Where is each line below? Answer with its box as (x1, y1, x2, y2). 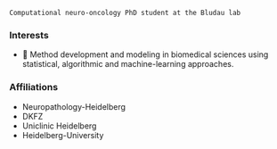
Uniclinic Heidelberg (21, 120, 97, 131)
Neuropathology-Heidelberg (21, 101, 126, 112)
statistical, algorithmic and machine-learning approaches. (21, 59, 234, 70)
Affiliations (9, 81, 59, 94)
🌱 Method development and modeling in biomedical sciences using (21, 49, 269, 60)
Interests (9, 29, 49, 41)
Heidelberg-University (21, 129, 104, 140)
